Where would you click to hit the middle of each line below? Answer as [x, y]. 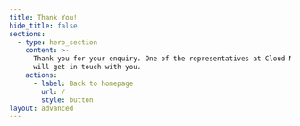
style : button [67, 100]
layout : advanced [42, 108]
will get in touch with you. [87, 67]
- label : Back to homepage [83, 83]
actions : [42, 75]
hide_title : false [43, 26]
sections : [28, 34]
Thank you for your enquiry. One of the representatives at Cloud [159, 59]
